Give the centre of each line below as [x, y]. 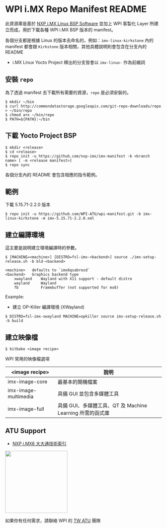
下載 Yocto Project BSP [41, 136]
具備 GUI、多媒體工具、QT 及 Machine [102, 406]
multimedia [21, 397]
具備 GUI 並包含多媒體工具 [88, 394]
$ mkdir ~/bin [20, 102]
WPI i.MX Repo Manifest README [76, 9]
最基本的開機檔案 [78, 382]
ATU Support [26, 431]
